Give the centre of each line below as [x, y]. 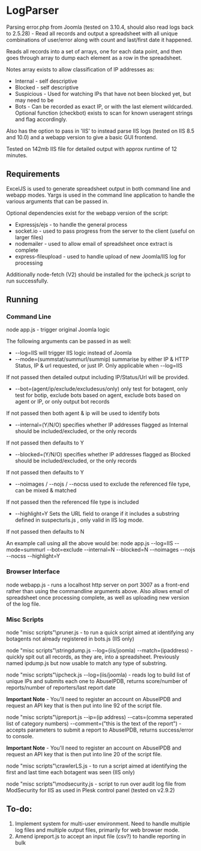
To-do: [19, 809]
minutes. [17, 155]
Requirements [33, 174]
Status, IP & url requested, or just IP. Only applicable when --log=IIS [99, 366]
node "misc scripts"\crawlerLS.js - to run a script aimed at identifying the [97, 766]
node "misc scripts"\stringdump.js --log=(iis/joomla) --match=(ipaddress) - [100, 651]
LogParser [32, 10]
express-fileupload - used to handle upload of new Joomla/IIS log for [100, 256]
